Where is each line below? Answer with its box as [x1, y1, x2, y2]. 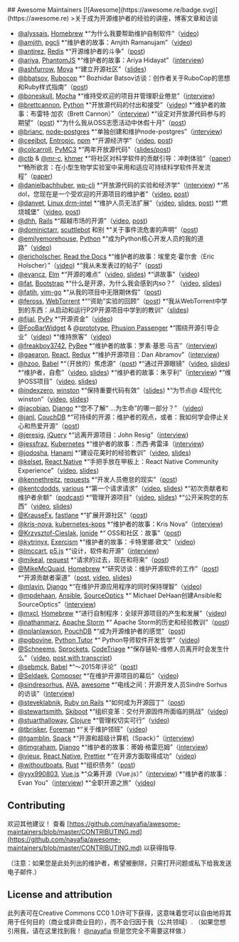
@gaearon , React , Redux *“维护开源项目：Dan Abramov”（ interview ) [17, 350, 221, 358]
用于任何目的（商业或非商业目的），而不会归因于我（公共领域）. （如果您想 [7, 917, 226, 926]
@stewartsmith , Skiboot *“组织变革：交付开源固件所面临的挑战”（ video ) [17, 707, 229, 715]
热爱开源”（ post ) [30, 422, 80, 430]
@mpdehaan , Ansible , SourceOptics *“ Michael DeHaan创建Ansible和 [17, 591, 222, 599]
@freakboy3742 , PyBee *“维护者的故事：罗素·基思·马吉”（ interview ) [17, 341, 218, 350]
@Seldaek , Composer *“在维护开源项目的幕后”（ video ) [17, 672, 179, 679]
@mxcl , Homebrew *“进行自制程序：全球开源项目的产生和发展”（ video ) [17, 609, 228, 617]
